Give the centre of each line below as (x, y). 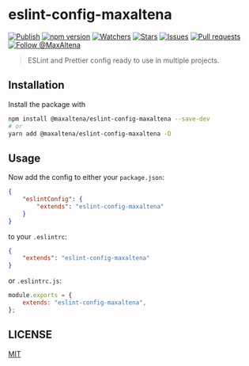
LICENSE (30, 335)
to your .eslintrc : (38, 236)
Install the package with (47, 104)
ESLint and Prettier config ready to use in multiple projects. (123, 60)
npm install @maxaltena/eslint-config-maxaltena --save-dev (109, 119)
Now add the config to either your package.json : (86, 177)
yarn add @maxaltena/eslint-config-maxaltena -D (90, 133)
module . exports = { (40, 295)
